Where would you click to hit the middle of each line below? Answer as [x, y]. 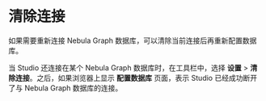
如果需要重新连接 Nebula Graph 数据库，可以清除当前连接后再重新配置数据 [133, 40]
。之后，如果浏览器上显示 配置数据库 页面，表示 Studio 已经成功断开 [143, 78]
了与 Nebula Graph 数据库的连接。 [65, 88]
